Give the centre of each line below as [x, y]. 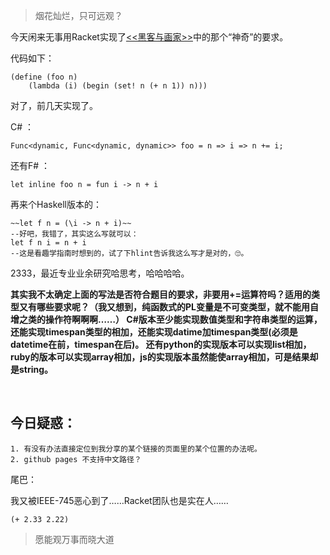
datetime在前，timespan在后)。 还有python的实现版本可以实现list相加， [161, 344]
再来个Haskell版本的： [56, 204]
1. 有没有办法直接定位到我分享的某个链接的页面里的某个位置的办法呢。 [136, 449]
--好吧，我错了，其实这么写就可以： [74, 234]
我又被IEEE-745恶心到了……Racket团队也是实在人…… [119, 500]
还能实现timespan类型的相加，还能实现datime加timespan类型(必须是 [154, 332]
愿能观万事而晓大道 [74, 539]
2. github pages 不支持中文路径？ [76, 459]
